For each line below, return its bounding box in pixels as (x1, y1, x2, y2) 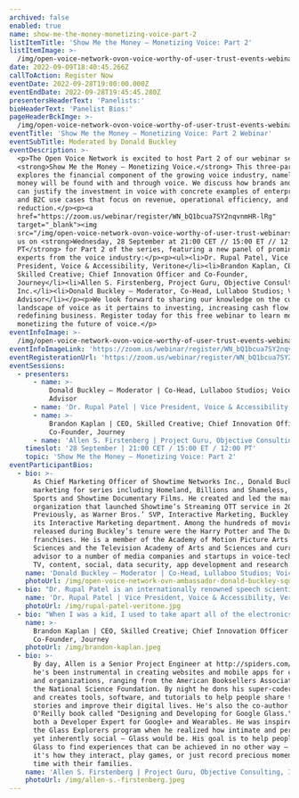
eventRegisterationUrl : (9, 353, 98, 362)
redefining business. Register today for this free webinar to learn (17, 311, 280, 321)
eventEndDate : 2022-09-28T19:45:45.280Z (9, 87, 162, 96)
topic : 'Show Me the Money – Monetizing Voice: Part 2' (25, 452, 238, 462)
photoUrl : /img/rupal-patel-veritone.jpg (25, 602, 181, 611)
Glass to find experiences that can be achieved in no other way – (32, 742, 289, 752)
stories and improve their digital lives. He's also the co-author (32, 701, 289, 710)
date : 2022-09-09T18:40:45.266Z (9, 63, 129, 72)
